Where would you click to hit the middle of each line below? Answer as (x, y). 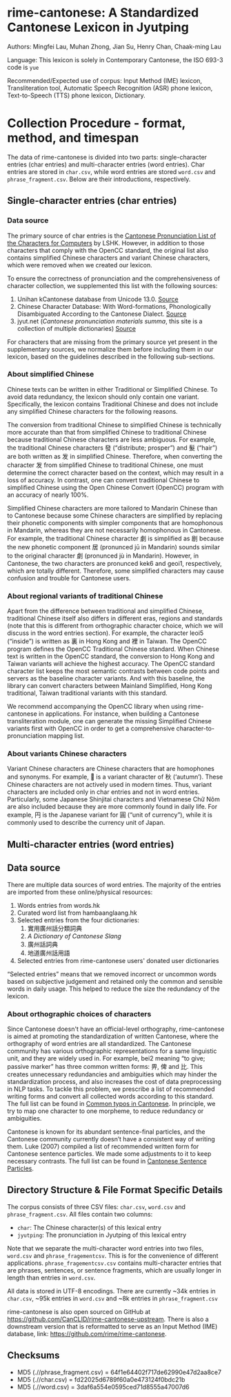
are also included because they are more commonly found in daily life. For (112, 807)
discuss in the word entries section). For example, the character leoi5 (106, 633)
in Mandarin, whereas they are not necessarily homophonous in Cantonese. (114, 530)
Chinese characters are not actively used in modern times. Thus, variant (110, 785)
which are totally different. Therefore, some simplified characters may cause (115, 571)
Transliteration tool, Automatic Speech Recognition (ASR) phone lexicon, (110, 88)
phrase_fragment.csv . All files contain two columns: (80, 1214)
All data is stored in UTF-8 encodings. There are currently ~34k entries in (111, 1291)
